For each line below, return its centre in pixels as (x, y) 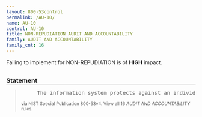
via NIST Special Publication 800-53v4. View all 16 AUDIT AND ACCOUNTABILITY (106, 103)
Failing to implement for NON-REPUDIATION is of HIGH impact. (84, 62)
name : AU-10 (21, 23)
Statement (22, 80)
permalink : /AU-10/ (31, 17)
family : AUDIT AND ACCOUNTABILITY (50, 40)
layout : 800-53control (35, 12)
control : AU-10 (25, 28)
